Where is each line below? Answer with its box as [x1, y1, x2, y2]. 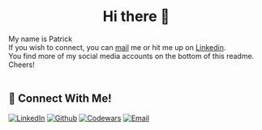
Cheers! [8, 60, 35, 69]
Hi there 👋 [102, 7, 170, 26]
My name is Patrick [8, 34, 73, 44]
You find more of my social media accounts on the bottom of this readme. [8, 51, 255, 61]
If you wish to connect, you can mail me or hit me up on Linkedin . [8, 42, 226, 52]
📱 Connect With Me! [8, 92, 112, 106]
